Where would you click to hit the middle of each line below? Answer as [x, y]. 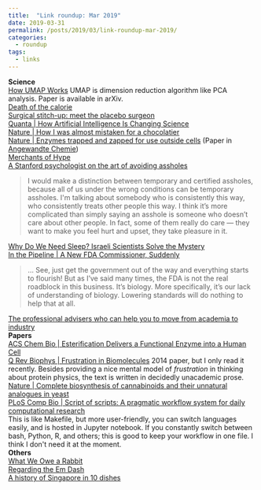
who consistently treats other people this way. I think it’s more [127, 206]
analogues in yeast [39, 394]
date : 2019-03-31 [37, 23]
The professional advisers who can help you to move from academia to [123, 318]
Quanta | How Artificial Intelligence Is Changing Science [99, 124]
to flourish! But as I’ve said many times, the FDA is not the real [128, 278]
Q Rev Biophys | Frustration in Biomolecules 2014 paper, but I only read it [126, 360]
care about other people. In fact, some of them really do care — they [138, 222]
